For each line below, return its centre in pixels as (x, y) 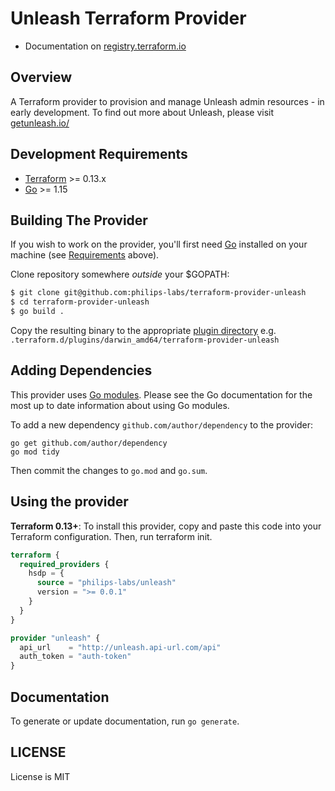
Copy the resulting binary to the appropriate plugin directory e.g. (143, 330)
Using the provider (69, 502)
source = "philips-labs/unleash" (106, 583)
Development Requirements (99, 154)
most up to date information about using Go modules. (120, 405)
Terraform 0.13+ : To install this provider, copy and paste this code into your (166, 526)
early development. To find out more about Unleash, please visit (142, 112)
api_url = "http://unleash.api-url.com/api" (120, 647)
